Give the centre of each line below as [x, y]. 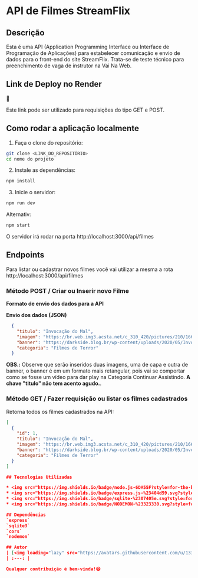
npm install [21, 181]
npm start [18, 226]
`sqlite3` [18, 526]
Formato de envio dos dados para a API [55, 304]
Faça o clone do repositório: [49, 142]
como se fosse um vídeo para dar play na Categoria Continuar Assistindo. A [98, 377]
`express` [18, 520]
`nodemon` [18, 537]
